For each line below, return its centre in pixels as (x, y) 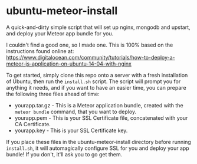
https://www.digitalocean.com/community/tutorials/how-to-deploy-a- (91, 57)
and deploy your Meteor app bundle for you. (60, 33)
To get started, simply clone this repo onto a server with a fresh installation (97, 75)
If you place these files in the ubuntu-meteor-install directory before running (99, 142)
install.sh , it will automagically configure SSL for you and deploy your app (98, 148)
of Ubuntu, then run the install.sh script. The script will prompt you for (93, 81)
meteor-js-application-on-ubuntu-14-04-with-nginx (69, 64)
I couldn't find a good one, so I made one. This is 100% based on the (90, 45)
